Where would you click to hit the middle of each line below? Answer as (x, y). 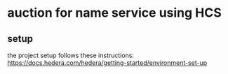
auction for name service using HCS (115, 13)
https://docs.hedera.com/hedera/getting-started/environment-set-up (107, 63)
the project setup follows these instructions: (71, 55)
